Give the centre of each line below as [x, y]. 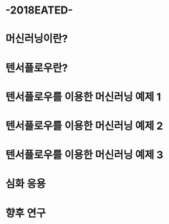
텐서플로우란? [37, 68]
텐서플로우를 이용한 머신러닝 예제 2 [84, 126]
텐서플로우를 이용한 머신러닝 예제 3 [84, 155]
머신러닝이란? [37, 39]
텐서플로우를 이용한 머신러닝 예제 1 [83, 97]
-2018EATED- [39, 10]
